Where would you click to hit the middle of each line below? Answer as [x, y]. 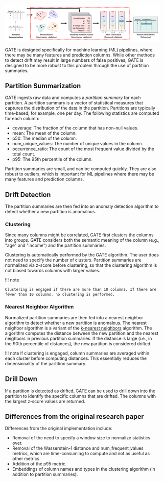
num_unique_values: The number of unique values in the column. [78, 144]
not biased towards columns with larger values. [53, 271]
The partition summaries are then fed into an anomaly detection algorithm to [82, 206]
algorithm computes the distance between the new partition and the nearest [82, 333]
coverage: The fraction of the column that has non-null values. [75, 128]
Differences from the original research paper [75, 417]
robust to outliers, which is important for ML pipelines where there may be [80, 174]
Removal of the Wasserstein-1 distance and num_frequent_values [78, 448]
